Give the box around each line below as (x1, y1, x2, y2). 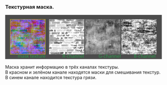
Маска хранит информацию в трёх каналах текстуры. (5, 64, 119, 70)
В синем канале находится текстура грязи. (5, 75, 97, 81)
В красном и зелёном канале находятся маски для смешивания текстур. (5, 69, 161, 75)
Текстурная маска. (5, 3, 54, 10)
